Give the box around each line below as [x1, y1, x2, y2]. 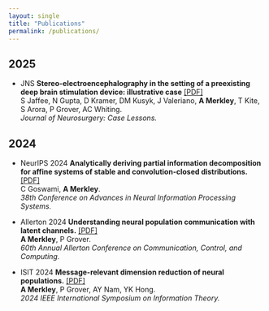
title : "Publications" [8, 19, 85, 28]
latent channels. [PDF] [20, 226, 98, 235]
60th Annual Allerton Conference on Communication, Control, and [20, 243, 242, 253]
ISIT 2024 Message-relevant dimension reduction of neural [20, 267, 225, 277]
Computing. [20, 252, 60, 261]
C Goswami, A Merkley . [20, 184, 101, 193]
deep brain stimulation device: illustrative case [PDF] [20, 87, 203, 97]
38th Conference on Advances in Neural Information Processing [20, 192, 236, 202]
